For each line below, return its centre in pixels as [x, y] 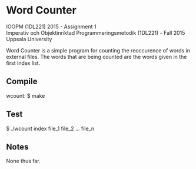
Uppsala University [29, 39]
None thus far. [24, 161]
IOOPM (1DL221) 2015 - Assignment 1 [51, 26]
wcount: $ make [26, 95]
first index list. [23, 63]
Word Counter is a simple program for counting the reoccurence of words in [98, 50]
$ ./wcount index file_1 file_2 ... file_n [50, 128]
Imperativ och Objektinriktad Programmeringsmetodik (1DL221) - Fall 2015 [96, 32]
